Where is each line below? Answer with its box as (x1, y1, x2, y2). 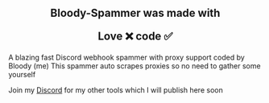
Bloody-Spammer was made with (50, 6, 221, 20)
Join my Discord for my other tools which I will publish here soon (8, 85, 223, 95)
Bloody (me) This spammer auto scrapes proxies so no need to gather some (8, 61, 261, 71)
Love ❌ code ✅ (97, 30, 173, 43)
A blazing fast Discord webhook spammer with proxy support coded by (8, 52, 246, 63)
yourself (8, 70, 36, 80)
